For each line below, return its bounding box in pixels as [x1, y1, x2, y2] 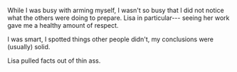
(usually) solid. [7, 43, 51, 51]
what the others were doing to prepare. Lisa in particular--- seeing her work [7, 14, 230, 22]
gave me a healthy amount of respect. [7, 21, 119, 29]
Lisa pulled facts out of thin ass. [7, 56, 101, 65]
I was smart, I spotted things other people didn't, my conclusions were [7, 35, 214, 43]
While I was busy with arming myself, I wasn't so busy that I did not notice [7, 6, 224, 14]
